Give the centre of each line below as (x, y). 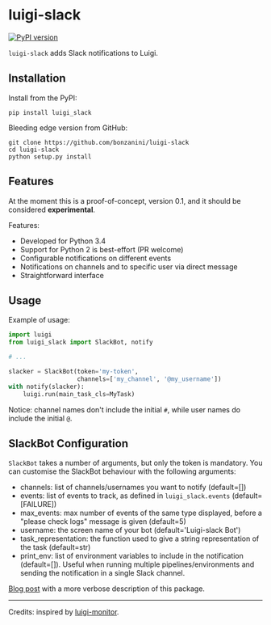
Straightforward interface (62, 275)
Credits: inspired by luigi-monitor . (64, 612)
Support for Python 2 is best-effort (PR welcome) (102, 249)
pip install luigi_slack (50, 112)
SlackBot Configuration (69, 443)
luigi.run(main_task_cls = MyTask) (79, 394)
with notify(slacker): (46, 386)
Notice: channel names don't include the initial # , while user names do (124, 409)
